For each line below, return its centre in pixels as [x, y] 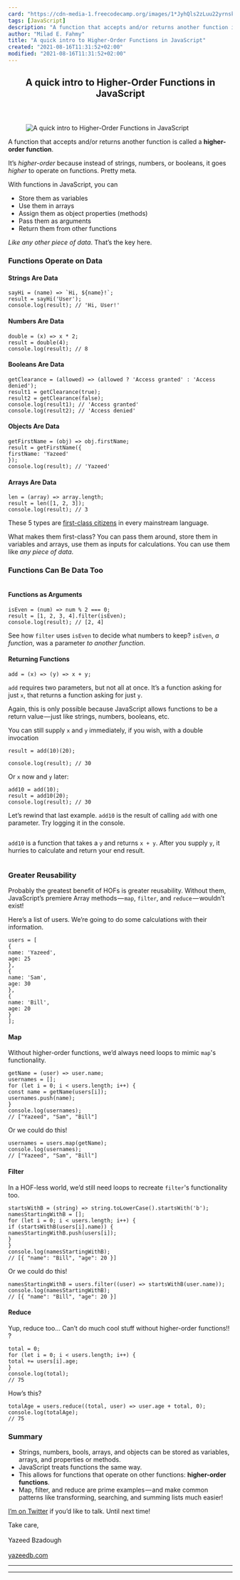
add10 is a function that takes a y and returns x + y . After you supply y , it [114, 843]
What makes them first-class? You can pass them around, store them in [113, 537]
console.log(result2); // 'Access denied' [72, 410]
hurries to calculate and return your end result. [77, 850]
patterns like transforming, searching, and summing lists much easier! [121, 1497]
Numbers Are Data [36, 321]
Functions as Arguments [45, 595]
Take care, [24, 1525]
